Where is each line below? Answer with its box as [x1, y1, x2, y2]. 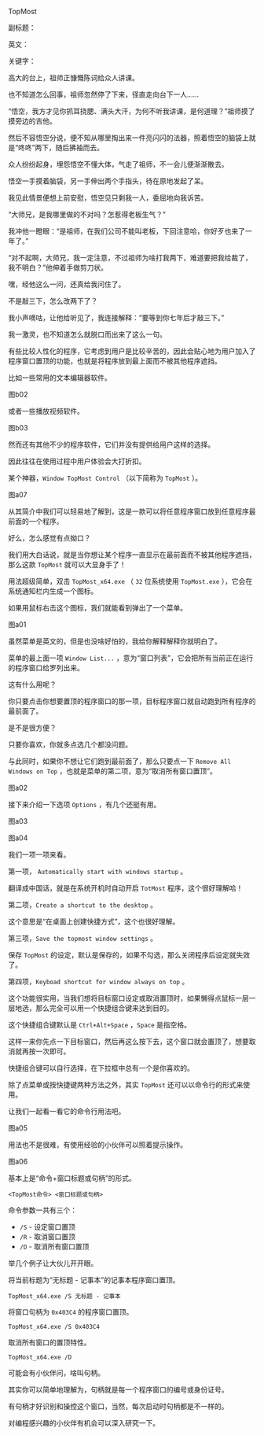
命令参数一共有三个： [8, 1205, 77, 1215]
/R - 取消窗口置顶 [19, 1232, 76, 1241]
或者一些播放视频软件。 [8, 407, 84, 415]
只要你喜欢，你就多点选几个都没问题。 [8, 740, 132, 749]
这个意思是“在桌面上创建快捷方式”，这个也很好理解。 [8, 917, 180, 926]
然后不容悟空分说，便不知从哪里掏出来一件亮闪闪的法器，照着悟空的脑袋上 [8, 133, 249, 142]
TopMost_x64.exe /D [8, 1353, 72, 1361]
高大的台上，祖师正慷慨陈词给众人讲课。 [8, 73, 139, 82]
